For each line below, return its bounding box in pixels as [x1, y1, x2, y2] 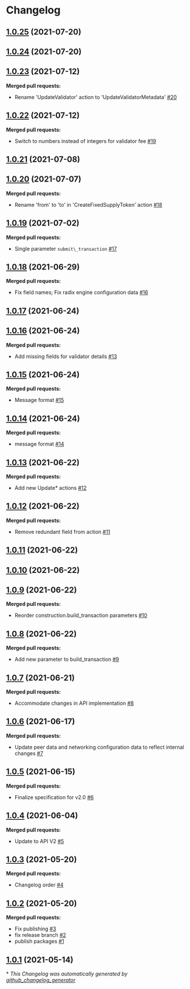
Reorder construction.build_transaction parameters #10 [14, 612, 148, 619]
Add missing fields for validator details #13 [14, 353, 118, 360]
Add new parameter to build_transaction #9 [14, 656, 119, 663]
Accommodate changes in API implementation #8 [14, 700, 134, 707]
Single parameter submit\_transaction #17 [14, 245, 117, 252]
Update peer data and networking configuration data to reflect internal [14, 744, 184, 751]
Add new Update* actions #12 [14, 485, 87, 492]
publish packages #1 [14, 938, 64, 945]
